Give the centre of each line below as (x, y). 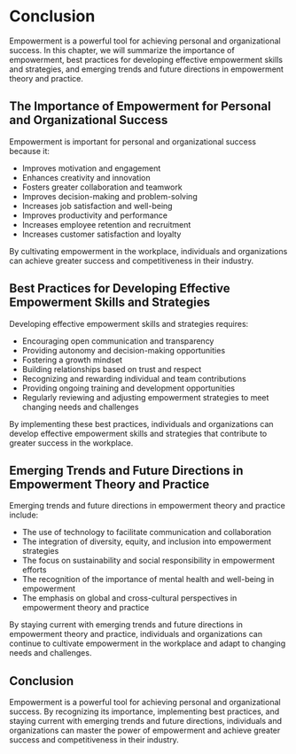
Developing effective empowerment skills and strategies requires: (129, 323)
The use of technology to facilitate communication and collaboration (147, 532)
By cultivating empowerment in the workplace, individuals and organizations (148, 251)
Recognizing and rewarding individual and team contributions (134, 378)
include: (24, 515)
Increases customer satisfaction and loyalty (101, 234)
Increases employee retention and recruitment (106, 224)
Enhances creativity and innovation (86, 177)
